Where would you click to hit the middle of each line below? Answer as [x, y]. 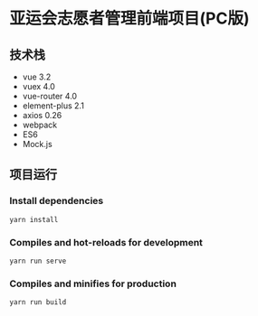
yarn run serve [38, 261]
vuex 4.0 [39, 86]
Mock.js [37, 144]
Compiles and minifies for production [93, 283]
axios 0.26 [42, 115]
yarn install [34, 219]
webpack [39, 125]
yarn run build [38, 302]
